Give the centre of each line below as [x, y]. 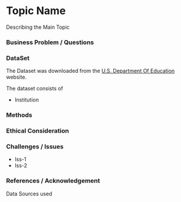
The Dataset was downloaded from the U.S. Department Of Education [90, 71]
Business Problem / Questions [50, 42]
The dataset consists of [35, 89]
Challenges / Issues [35, 146]
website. [16, 77]
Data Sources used [29, 193]
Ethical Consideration [38, 131]
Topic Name [36, 11]
